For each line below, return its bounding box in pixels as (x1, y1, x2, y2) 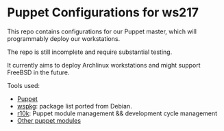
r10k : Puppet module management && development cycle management (16, 109, 218, 117)
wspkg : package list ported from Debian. (16, 102, 132, 110)
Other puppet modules (16, 116, 81, 124)
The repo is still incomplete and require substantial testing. (7, 48, 173, 56)
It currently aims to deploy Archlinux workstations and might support (7, 61, 201, 69)
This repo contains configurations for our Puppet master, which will (7, 27, 197, 35)
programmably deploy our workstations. (7, 34, 121, 42)
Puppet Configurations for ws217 (7, 5, 199, 20)
